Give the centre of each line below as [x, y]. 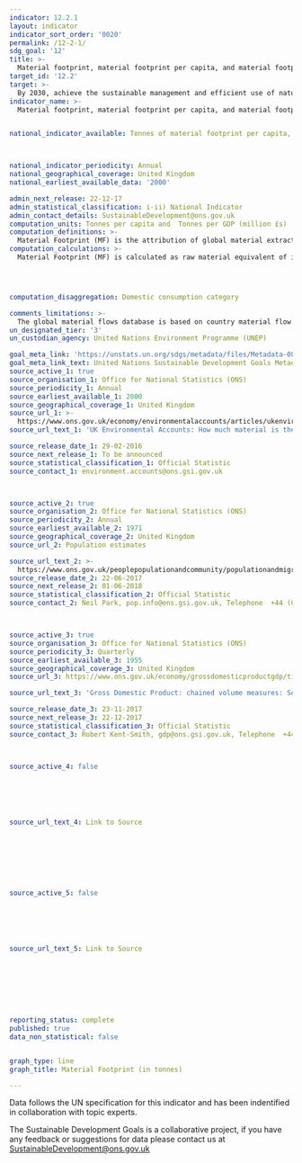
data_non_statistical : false [64, 1037]
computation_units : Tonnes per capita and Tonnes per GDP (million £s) [148, 224]
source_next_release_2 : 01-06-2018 [76, 586]
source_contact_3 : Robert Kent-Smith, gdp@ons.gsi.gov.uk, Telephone [142, 734]
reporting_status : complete [62, 1020]
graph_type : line [42, 1061]
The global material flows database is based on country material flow [155, 322]
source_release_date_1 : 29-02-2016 [76, 446]
